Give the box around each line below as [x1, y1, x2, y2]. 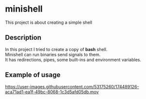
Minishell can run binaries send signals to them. [5, 51, 101, 57]
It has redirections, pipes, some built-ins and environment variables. [5, 57, 142, 63]
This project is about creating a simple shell [5, 19, 92, 25]
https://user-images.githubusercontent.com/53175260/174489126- [5, 83, 140, 89]
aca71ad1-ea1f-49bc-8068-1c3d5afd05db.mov [5, 89, 99, 95]
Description [5, 33, 41, 42]
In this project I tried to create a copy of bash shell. [5, 46, 108, 52]
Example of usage [5, 71, 61, 79]
